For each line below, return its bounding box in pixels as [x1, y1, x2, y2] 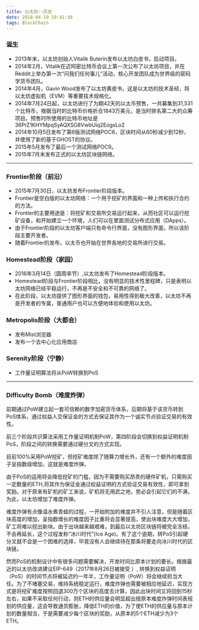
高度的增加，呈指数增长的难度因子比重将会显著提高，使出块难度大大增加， [11, 515, 193, 523]
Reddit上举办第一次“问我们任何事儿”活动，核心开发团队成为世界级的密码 [14, 70, 191, 77]
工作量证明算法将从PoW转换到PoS [14, 369, 99, 376]
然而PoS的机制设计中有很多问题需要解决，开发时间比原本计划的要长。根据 [6, 558, 188, 565]
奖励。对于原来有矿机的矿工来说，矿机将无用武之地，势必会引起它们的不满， [6, 488, 193, 495]
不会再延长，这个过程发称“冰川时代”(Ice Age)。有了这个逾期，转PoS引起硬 [6, 530, 188, 538]
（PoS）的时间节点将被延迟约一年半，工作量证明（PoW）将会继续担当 [6, 573, 178, 580]
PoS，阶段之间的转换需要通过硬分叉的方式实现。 [6, 440, 126, 448]
